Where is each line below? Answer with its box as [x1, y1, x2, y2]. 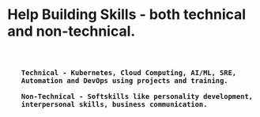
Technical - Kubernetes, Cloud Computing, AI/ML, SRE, [21, 68, 237, 77]
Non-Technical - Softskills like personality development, [21, 92, 254, 100]
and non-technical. [7, 22, 136, 40]
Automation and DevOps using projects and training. [21, 76, 228, 85]
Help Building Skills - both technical [7, 6, 247, 24]
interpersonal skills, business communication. [21, 100, 208, 108]
